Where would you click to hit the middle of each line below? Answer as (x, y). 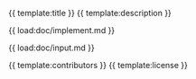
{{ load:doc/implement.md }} (62, 30)
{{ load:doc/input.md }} (52, 48)
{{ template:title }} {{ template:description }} (90, 13)
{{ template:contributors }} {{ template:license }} (98, 65)
